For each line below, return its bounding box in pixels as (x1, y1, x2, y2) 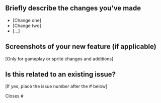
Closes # (5, 93, 24, 99)
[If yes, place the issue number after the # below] (5, 83, 108, 89)
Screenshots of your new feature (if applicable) (5, 42, 157, 51)
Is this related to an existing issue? (5, 70, 116, 79)
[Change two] (12, 22, 41, 28)
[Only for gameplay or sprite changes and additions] (5, 55, 114, 61)
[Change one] (12, 17, 42, 23)
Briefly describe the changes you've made (5, 4, 141, 12)
